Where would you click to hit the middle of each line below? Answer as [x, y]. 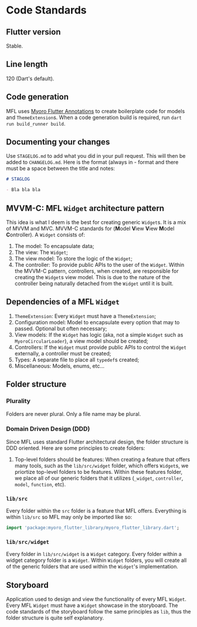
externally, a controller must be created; [63, 353]
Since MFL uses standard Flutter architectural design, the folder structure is [97, 442]
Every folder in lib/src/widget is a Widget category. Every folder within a [94, 554]
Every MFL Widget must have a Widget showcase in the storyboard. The [92, 605]
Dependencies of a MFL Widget [63, 302]
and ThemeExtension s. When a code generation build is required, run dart [94, 117]
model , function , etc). [40, 484]
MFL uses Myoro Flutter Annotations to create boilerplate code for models [96, 111]
